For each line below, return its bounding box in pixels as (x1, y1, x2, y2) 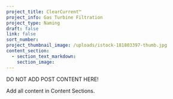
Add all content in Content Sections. (6, 87, 95, 94)
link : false (6, 31, 36, 37)
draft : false (6, 25, 39, 32)
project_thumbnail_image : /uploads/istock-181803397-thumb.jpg (6, 43, 168, 49)
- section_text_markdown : (11, 53, 77, 59)
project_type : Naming (6, 20, 60, 26)
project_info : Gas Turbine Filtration (6, 14, 103, 20)
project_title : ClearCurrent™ (6, 8, 82, 15)
